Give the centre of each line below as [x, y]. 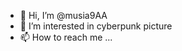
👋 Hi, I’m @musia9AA [63, 15]
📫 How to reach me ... [66, 37]
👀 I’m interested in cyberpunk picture [96, 26]
